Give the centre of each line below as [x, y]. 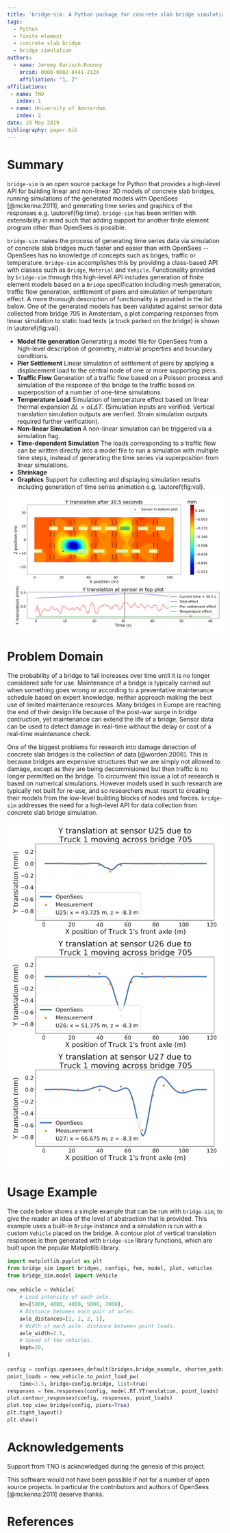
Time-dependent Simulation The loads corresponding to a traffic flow [116, 443]
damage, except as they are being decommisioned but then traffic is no [108, 769]
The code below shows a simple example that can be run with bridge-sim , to [115, 1211]
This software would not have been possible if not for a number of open [108, 1480]
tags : [15, 22]
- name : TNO [27, 94]
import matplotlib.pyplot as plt [55, 1261]
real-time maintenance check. [49, 733]
